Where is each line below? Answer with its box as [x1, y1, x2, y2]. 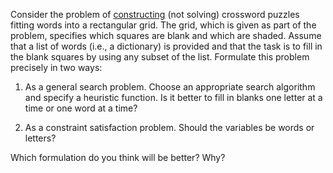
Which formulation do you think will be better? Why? [10, 152, 226, 163]
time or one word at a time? [24, 102, 138, 114]
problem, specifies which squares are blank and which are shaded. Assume [10, 30, 322, 41]
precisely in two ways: [10, 62, 103, 73]
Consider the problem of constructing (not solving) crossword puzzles [10, 9, 300, 20]
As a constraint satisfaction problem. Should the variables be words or [24, 122, 315, 133]
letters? [24, 132, 57, 144]
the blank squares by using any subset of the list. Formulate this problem [10, 51, 310, 63]
